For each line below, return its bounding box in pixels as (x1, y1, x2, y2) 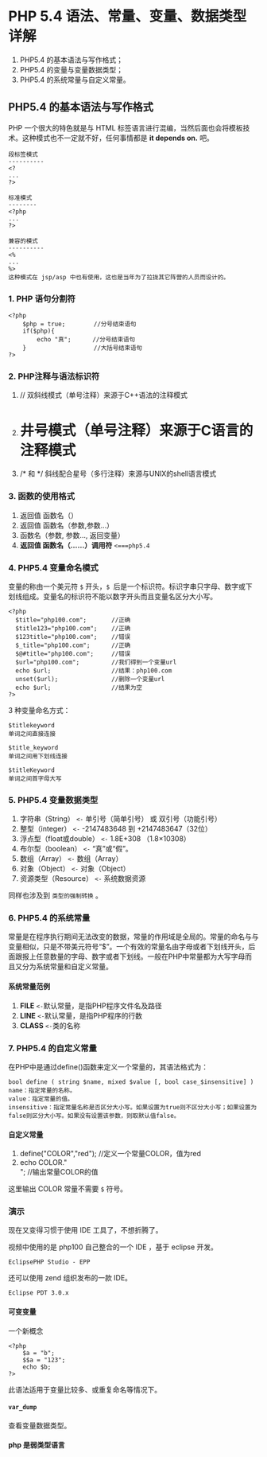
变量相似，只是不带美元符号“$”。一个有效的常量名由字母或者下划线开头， (8, 942, 249, 952)
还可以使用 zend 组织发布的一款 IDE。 (8, 1273, 133, 1283)
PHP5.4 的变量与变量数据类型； (19, 64, 124, 74)
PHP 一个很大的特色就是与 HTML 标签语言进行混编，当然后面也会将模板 (8, 123, 244, 132)
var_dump (8, 1404, 37, 1412)
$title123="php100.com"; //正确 (15, 624, 131, 633)
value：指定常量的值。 (8, 1095, 74, 1103)
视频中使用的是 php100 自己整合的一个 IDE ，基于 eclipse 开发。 (8, 1242, 219, 1252)
